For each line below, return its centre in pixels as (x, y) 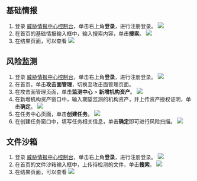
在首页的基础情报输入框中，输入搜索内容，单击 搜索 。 (80, 33)
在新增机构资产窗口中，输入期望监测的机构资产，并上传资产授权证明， (100, 99)
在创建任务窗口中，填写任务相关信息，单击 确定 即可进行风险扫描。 (95, 121)
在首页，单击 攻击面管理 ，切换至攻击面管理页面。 (74, 84)
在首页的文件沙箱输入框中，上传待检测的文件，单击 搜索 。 (85, 164)
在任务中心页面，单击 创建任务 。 (54, 114)
